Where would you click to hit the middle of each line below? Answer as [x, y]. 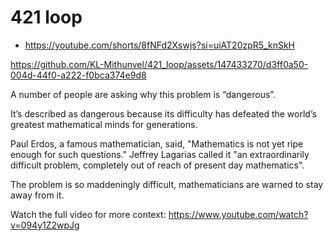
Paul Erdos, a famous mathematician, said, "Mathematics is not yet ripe [157, 143]
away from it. [37, 195]
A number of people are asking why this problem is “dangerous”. [143, 94]
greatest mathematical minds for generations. [104, 124]
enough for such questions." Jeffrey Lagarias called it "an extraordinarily [160, 154]
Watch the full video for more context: [88, 214]
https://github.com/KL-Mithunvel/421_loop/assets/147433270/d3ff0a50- [159, 64]
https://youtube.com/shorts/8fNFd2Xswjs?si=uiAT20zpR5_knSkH [159, 45]
